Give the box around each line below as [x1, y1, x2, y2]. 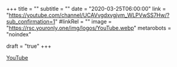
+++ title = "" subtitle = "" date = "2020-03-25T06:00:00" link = [6, 5, 166, 12]
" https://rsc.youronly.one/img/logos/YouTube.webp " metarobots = [6, 24, 172, 31]
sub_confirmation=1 [6, 18, 56, 25]
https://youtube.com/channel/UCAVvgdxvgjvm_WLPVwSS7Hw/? [8, 11, 170, 19]
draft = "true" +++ [6, 42, 51, 49]
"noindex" [6, 31, 31, 38]
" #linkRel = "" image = [55, 18, 112, 25]
